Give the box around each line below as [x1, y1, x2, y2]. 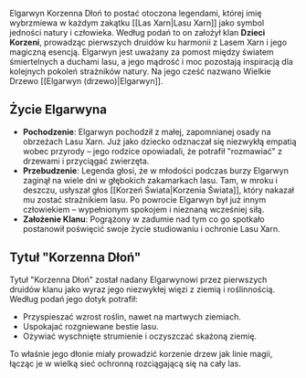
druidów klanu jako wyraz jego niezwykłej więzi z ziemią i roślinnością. [9, 283, 276, 295]
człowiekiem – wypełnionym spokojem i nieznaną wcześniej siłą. [22, 204, 265, 215]
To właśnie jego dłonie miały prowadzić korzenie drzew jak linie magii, [9, 348, 273, 359]
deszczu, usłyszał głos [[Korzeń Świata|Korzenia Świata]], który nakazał [22, 184, 295, 195]
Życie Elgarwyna [9, 102, 108, 118]
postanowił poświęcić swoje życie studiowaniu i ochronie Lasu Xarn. [22, 223, 280, 234]
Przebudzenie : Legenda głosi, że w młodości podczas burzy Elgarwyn [22, 164, 290, 176]
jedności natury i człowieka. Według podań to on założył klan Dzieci [9, 27, 266, 37]
